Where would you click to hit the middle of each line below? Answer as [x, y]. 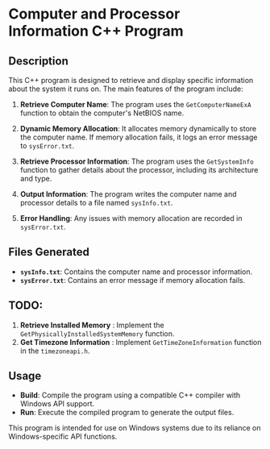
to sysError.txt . [47, 146]
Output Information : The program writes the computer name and [128, 194]
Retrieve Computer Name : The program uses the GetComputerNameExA [135, 104]
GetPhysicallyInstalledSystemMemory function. [97, 333]
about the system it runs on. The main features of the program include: [126, 89]
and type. [36, 179]
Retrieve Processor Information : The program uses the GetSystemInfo [137, 161]
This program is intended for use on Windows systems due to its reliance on [135, 428]
